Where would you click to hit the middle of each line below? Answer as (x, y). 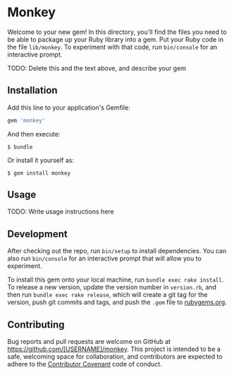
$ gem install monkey (39, 173)
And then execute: (34, 134)
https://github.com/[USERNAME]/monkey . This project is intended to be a (114, 349)
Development (38, 234)
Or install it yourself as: (41, 160)
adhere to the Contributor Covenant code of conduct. (85, 364)
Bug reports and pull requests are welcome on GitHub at (89, 342)
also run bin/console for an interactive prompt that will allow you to (105, 258)
